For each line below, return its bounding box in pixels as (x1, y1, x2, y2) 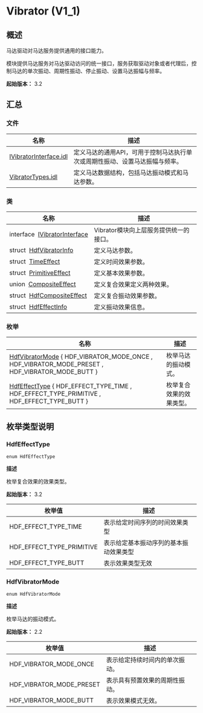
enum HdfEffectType (6, 453, 56, 460)
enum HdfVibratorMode (6, 591, 61, 598)
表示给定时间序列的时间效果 (103, 518, 182, 526)
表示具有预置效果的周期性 (106, 676, 179, 685)
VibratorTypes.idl (9, 172, 58, 181)
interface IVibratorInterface (9, 230, 89, 238)
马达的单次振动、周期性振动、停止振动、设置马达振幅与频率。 (11, 68, 165, 74)
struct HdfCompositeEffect (9, 291, 88, 300)
